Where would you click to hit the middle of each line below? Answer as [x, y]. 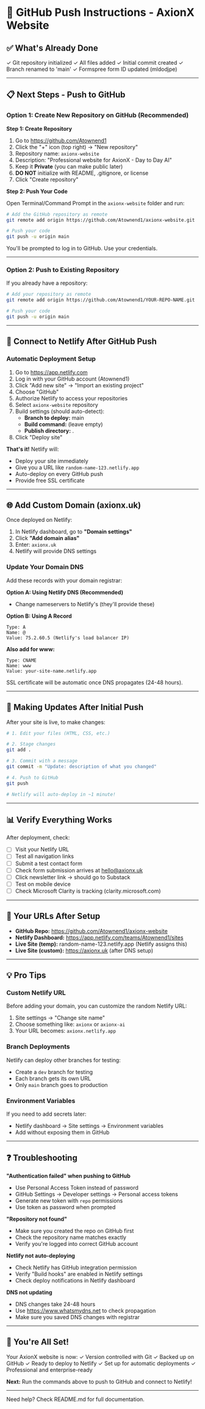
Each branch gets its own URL [53, 1078]
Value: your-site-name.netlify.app [52, 671]
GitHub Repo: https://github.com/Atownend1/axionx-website [91, 931]
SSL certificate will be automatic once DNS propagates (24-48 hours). [95, 682]
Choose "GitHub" [37, 392]
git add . [19, 750]
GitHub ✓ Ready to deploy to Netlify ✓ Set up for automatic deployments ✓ [101, 1363]
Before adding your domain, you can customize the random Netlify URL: [97, 1006]
